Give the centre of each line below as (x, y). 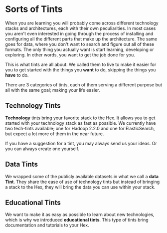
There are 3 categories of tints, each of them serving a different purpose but (84, 85)
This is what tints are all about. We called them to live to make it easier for (81, 64)
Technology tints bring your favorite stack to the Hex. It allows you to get (80, 118)
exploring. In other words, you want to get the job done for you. (70, 55)
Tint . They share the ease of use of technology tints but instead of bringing (83, 182)
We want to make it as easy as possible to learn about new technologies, (80, 215)
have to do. (17, 75)
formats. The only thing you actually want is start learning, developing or (80, 49)
